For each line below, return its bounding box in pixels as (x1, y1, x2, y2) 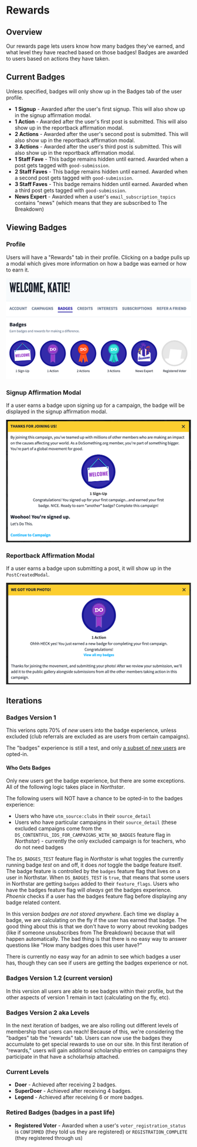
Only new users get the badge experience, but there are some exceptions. (6, 777, 186, 784)
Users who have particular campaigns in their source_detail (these (14, 819, 177, 826)
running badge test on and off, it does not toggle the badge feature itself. (6, 861, 182, 868)
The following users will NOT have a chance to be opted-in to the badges (6, 795, 183, 802)
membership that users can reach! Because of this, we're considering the (6, 1028, 184, 1035)
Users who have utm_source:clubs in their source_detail (14, 813, 151, 820)
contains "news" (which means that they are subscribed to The (14, 199, 168, 206)
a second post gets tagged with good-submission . (14, 174, 134, 181)
